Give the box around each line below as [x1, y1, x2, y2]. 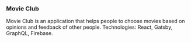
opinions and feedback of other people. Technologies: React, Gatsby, [6, 24, 173, 30]
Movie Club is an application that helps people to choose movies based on [6, 18, 185, 25]
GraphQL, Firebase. [6, 30, 54, 37]
